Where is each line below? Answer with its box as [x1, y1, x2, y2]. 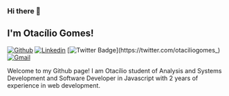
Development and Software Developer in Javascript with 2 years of [7, 74, 199, 82]
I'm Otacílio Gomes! [7, 28, 94, 39]
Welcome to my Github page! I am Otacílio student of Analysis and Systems [7, 66, 222, 75]
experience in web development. [7, 81, 100, 89]
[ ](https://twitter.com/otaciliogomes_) [66, 46, 221, 54]
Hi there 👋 [7, 6, 42, 16]
